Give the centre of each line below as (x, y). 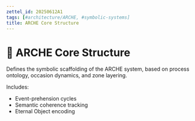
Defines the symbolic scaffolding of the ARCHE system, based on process (98, 69)
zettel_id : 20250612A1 (34, 12)
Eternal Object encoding (45, 111)
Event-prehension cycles (46, 99)
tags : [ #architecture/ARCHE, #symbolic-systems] (68, 17)
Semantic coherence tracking (51, 105)
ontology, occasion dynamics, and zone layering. (67, 75)
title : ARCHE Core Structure (43, 23)
